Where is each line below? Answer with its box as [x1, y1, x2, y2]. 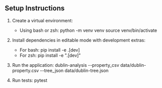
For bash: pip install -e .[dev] [19, 47, 80, 53]
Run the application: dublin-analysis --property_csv [12, 62, 119, 68]
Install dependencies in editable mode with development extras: [12, 37, 146, 43]
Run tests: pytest [12, 77, 48, 83]
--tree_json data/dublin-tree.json [39, 67, 109, 73]
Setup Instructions [5, 4, 65, 13]
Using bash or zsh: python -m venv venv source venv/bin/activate [19, 27, 157, 33]
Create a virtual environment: [12, 17, 73, 23]
